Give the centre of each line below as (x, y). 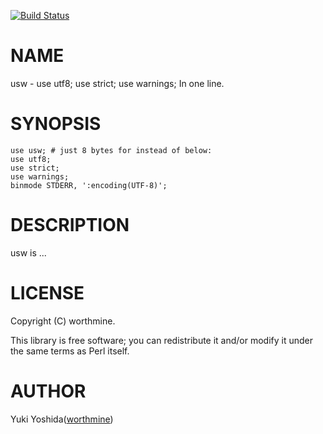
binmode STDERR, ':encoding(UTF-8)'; (89, 185)
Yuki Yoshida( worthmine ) (62, 419)
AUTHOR (48, 391)
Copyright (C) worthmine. (63, 321)
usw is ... (28, 252)
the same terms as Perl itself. (70, 351)
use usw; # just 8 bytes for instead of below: (111, 150)
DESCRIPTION (70, 225)
